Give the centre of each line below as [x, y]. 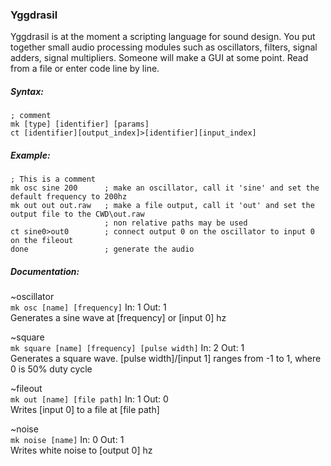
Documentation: [45, 271]
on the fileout [42, 241]
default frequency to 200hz [69, 197]
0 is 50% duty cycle [51, 369]
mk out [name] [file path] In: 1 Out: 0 [89, 399]
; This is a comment [53, 179]
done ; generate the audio [102, 249]
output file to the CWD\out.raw [77, 214]
